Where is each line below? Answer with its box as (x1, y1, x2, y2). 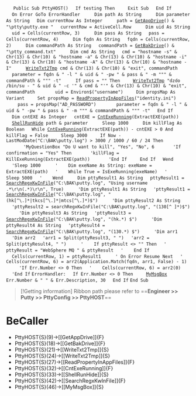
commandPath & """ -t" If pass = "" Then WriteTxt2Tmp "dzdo (6, 78, 180, 84)
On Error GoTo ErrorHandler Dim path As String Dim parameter (11, 12, 190, 18)
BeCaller (6, 315, 49, 328)
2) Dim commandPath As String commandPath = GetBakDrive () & (6, 43, 174, 49)
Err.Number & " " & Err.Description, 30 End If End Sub (6, 277, 149, 283)
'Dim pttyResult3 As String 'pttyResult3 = (19, 210, 132, 216)
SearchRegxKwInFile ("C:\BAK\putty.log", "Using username (6, 180, 148, 186)
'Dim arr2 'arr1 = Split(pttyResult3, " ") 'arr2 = (11, 235, 150, 241)
